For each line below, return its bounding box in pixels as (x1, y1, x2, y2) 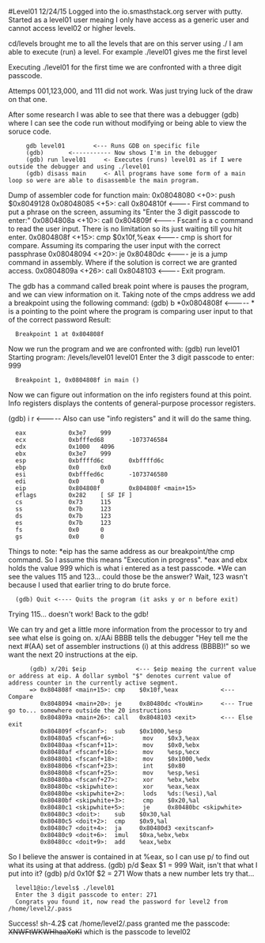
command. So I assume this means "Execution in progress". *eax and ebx (8, 555, 248, 564)
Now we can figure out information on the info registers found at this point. (8, 390, 252, 399)
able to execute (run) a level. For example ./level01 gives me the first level (8, 47, 248, 56)
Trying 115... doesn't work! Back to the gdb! (8, 609, 149, 619)
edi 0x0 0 (15, 477, 104, 485)
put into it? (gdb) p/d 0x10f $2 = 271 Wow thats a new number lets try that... (8, 869, 255, 878)
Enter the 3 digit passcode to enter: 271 (15, 891, 157, 899)
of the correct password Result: (8, 315, 112, 324)
